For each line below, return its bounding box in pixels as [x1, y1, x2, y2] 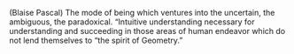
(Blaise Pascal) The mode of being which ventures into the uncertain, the [9, 8, 275, 17]
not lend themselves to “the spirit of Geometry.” [9, 35, 183, 45]
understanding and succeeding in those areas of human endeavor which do [9, 26, 286, 36]
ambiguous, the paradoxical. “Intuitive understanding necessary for [9, 17, 255, 27]
